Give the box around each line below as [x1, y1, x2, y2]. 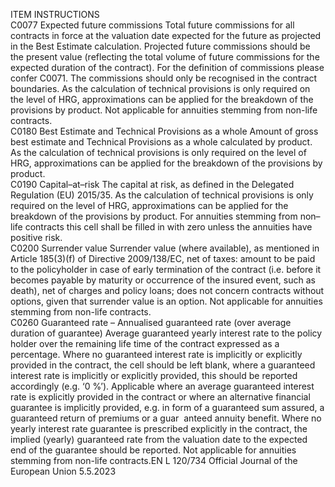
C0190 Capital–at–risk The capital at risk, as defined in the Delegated [10, 179, 295, 190]
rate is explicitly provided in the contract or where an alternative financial [10, 391, 311, 403]
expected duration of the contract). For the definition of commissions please [10, 62, 325, 73]
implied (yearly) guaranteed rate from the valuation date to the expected [10, 434, 308, 445]
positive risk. [10, 232, 63, 243]
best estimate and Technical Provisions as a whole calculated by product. [10, 136, 313, 148]
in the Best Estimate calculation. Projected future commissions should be [10, 40, 311, 52]
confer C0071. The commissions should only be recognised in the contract [10, 72, 318, 84]
